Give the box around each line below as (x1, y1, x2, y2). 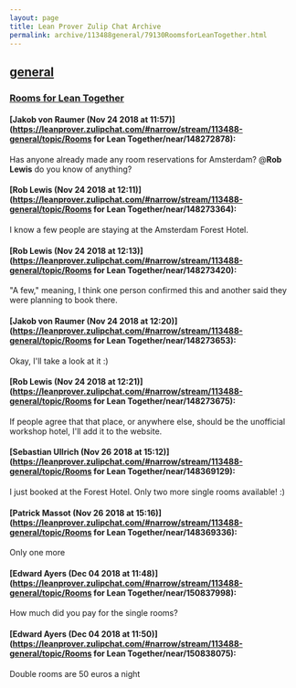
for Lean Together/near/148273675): (93, 396, 236, 407)
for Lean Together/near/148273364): (93, 204, 238, 215)
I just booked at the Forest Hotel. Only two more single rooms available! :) (9, 486, 286, 497)
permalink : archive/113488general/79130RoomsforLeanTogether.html (9, 30, 268, 39)
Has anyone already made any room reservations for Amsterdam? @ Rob (9, 153, 282, 164)
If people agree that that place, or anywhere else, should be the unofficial (9, 416, 286, 427)
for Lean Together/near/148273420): (93, 264, 238, 275)
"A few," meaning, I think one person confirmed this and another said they (9, 285, 288, 296)
